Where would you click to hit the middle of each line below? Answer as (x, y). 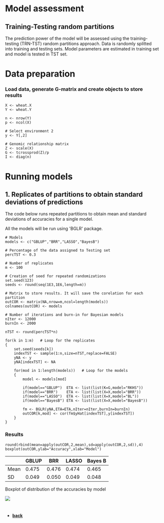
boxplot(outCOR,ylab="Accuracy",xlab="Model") (53, 449)
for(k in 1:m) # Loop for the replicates (50, 341)
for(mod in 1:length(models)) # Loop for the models (71, 371)
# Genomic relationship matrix (37, 144)
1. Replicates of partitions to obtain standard (74, 195)
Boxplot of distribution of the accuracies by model (56, 489)
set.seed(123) (20, 281)
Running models (39, 176)
